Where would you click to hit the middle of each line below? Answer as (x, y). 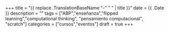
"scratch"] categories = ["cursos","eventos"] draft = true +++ (69, 24)
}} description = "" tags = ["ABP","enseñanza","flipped (62, 13)
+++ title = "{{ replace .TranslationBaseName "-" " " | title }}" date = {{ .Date (85, 8)
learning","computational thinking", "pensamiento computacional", (74, 19)
